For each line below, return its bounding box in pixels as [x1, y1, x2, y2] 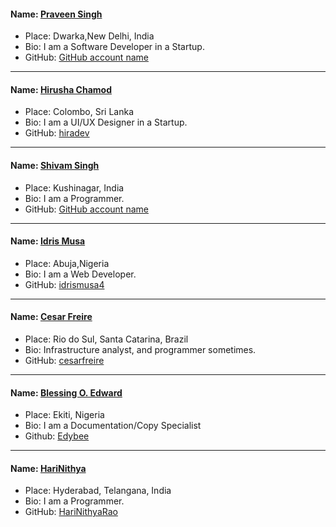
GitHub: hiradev [24, 127, 90, 139]
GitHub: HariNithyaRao [24, 506, 118, 518]
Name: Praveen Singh [10, 8, 103, 20]
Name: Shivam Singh [10, 160, 100, 171]
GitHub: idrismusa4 [24, 278, 105, 290]
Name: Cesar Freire [10, 311, 93, 323]
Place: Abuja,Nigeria [24, 257, 110, 269]
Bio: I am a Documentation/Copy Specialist [24, 420, 202, 432]
